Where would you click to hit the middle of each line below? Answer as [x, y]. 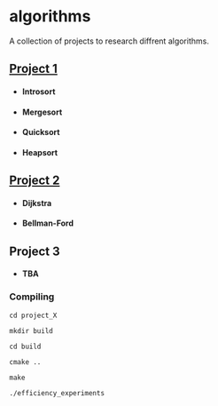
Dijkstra [37, 203]
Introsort [39, 92]
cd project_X [33, 315]
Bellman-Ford [47, 223]
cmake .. [25, 362]
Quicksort [41, 132]
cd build [25, 346]
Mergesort [42, 112]
